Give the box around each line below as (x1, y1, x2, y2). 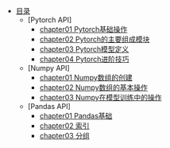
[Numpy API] (27, 64, 70, 72)
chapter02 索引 (39, 121, 90, 130)
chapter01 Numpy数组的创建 (39, 73, 133, 82)
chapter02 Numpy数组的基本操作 (39, 83, 149, 92)
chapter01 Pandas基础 (39, 111, 113, 120)
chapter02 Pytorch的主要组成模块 (39, 34, 150, 44)
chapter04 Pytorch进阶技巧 (39, 54, 129, 64)
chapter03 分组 (39, 131, 90, 140)
